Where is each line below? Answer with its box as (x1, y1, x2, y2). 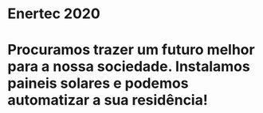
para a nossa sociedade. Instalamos (7, 58, 250, 76)
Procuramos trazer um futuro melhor (7, 41, 256, 59)
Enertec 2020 (7, 5, 100, 23)
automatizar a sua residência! (7, 92, 208, 109)
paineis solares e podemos (7, 74, 189, 92)
